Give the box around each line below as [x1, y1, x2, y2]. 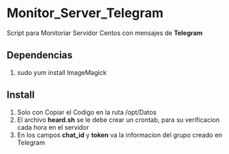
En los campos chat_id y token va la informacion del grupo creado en [16, 130, 223, 139]
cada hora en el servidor [16, 123, 90, 131]
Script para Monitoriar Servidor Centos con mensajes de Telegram [6, 29, 203, 37]
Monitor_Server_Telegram [6, 5, 164, 21]
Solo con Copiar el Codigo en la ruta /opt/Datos [16, 108, 157, 116]
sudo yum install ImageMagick [16, 68, 107, 76]
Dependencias [6, 49, 73, 61]
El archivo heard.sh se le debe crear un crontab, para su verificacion [16, 115, 220, 124]
